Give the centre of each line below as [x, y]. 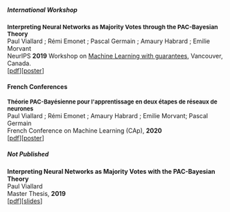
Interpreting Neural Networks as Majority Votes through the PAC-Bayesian [113, 27]
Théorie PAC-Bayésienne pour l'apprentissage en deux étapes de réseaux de [113, 102]
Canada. [19, 63]
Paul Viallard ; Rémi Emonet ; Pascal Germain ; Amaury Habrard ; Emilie [108, 41]
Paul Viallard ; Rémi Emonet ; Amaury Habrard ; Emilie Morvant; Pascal [108, 116]
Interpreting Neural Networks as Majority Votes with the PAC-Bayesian [111, 172]
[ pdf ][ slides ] [25, 201]
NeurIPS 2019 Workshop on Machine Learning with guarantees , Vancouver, [115, 56]
